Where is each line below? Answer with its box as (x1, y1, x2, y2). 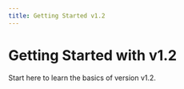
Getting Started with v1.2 (8, 46, 178, 64)
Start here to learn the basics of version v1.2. (8, 73, 156, 83)
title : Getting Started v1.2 (8, 11, 106, 20)
